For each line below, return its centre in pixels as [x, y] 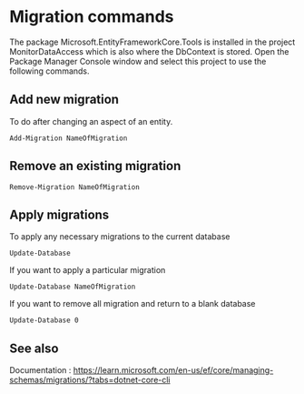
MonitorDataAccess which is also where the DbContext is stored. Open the [149, 51]
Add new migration [64, 100]
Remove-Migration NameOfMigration [75, 187]
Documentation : [40, 370]
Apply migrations [59, 214]
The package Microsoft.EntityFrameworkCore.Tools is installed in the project [152, 42]
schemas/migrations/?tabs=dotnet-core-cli [90, 380]
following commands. [49, 71]
